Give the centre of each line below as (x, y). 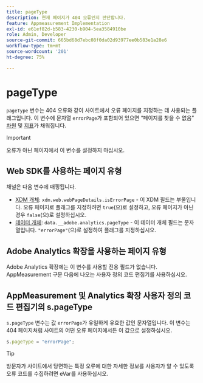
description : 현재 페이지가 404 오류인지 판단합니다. (66, 18)
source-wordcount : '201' (38, 52)
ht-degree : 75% (26, 57)
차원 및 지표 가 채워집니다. (36, 125)
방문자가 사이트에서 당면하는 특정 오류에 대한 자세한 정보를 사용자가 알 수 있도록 (100, 366)
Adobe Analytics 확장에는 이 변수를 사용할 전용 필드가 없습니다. (82, 267)
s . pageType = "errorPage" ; (40, 342)
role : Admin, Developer (36, 35)
